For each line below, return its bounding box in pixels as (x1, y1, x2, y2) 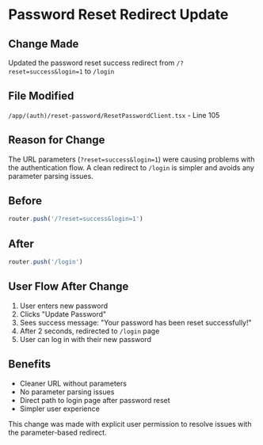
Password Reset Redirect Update (8, 6, 229, 24)
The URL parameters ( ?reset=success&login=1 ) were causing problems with (8, 154, 255, 164)
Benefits (8, 358, 51, 371)
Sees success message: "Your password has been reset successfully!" (19, 318, 252, 327)
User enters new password (19, 301, 109, 310)
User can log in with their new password (19, 334, 152, 344)
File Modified (8, 89, 74, 103)
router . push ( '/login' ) (8, 258, 83, 266)
